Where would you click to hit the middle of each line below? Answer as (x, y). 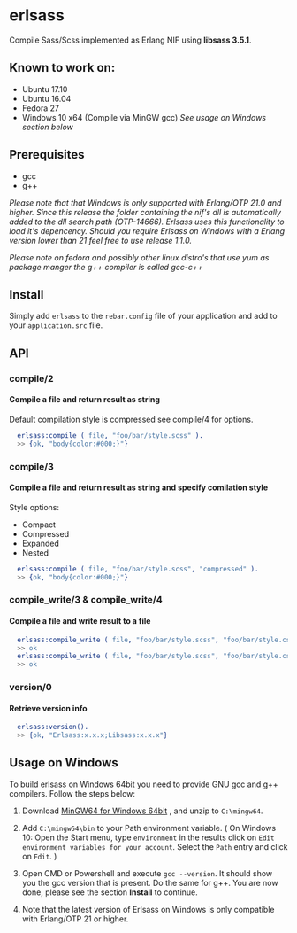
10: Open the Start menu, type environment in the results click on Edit (148, 837)
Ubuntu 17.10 (45, 89)
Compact (38, 525)
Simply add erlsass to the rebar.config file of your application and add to (143, 316)
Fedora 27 (41, 108)
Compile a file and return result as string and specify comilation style (138, 487)
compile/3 (32, 466)
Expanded (41, 543)
